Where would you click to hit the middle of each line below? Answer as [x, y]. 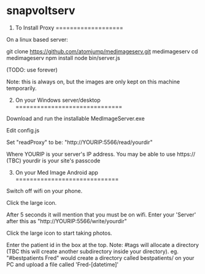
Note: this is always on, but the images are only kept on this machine [93, 82]
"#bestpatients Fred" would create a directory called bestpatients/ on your [100, 257]
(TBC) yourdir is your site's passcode [53, 161]
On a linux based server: [37, 39]
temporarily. [21, 88]
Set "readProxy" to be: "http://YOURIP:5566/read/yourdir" [79, 142]
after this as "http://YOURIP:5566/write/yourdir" [67, 221]
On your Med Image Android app [56, 172]
